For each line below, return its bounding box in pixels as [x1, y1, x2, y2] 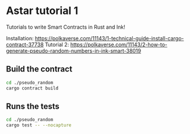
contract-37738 [6, 41, 44, 48]
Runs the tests [6, 101, 60, 111]
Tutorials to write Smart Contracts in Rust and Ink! [6, 23, 125, 30]
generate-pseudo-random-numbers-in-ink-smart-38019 [6, 47, 142, 54]
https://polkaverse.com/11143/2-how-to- [70, 41, 168, 48]
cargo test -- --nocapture [6, 122, 72, 128]
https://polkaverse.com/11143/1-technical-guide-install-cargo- [34, 35, 184, 42]
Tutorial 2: [44, 41, 69, 48]
